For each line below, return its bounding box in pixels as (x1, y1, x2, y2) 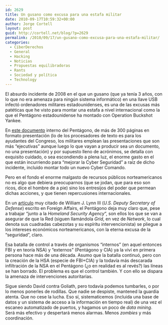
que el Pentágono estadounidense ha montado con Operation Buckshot (5, 112, 153, 118)
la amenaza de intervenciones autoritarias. (5, 273, 93, 279)
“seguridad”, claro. (5, 231, 43, 238)
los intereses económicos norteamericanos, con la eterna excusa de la (5, 226, 151, 232)
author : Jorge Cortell (5, 21, 52, 27)
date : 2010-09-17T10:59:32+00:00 (5, 17, 75, 22)
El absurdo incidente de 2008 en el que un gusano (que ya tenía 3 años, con (5, 91, 162, 97)
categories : (5, 40, 30, 45)
